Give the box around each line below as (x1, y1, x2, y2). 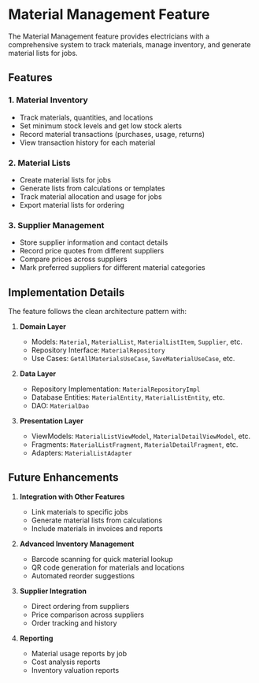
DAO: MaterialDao (31, 401, 89, 411)
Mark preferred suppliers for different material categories (19, 263, 206, 272)
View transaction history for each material (19, 138, 156, 147)
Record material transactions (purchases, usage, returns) (19, 129, 205, 138)
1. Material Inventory (8, 94, 88, 105)
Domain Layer (19, 322, 67, 331)
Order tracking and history (31, 618, 117, 627)
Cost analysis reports (31, 657, 101, 666)
